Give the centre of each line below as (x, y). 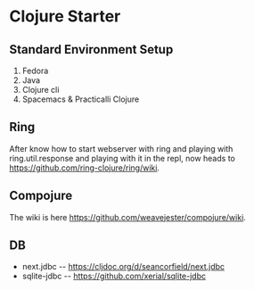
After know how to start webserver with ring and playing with (121, 148)
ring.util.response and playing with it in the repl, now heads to (123, 158)
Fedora (35, 70)
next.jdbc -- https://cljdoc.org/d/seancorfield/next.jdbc (123, 267)
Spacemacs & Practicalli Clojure (81, 99)
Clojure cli (41, 90)
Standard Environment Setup (91, 50)
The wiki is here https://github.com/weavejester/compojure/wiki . (128, 217)
